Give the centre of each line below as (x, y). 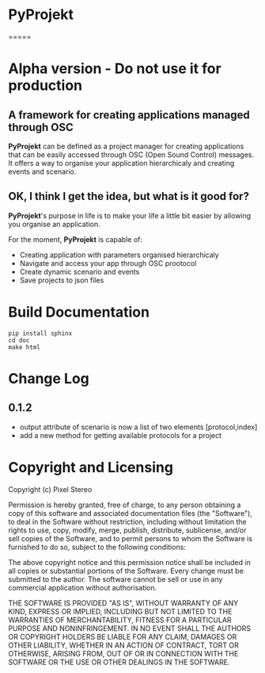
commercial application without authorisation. (83, 587)
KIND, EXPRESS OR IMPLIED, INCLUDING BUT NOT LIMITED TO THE (120, 611)
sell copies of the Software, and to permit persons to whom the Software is (131, 538)
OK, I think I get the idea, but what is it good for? (129, 196)
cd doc (19, 340)
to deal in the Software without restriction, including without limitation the (127, 521)
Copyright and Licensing (91, 467)
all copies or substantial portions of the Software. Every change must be (126, 571)
